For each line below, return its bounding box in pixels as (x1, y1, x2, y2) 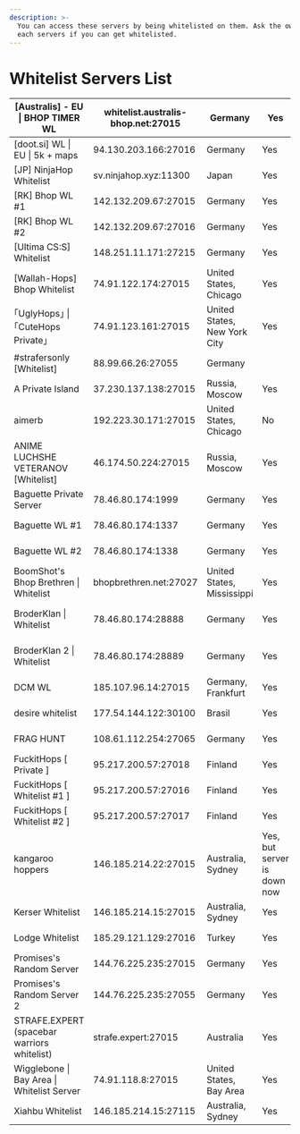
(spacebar (13, 1026, 58, 1038)
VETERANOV (13, 462, 69, 475)
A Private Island (13, 383, 80, 395)
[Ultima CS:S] (13, 241, 71, 253)
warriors (13, 1037, 49, 1049)
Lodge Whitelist (13, 932, 79, 944)
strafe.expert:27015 (93, 1031, 179, 1044)
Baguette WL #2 (13, 545, 82, 557)
